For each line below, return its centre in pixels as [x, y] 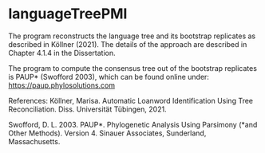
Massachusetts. [34, 141]
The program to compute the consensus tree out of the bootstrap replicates [133, 68]
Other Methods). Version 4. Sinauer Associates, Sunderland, [107, 133]
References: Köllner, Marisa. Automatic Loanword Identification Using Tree [131, 100]
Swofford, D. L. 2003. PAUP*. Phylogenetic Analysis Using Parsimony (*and [133, 124]
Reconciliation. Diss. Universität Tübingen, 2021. [87, 109]
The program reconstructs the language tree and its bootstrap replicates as [132, 36]
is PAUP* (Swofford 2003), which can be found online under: [109, 76]
